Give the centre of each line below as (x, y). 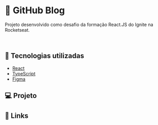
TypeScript (24, 73)
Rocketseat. (17, 30)
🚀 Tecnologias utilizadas (44, 56)
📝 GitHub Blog (35, 10)
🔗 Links (17, 116)
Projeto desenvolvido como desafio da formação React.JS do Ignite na (79, 24)
